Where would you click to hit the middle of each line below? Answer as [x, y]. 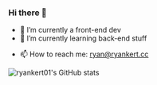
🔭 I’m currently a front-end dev [71, 30]
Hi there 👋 [28, 13]
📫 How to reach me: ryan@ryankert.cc [84, 54]
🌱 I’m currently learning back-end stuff [83, 38]
